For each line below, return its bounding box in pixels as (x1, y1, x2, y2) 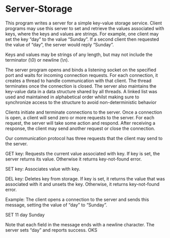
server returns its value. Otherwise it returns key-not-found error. (5, 156, 142, 162)
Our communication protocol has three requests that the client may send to (5, 135, 163, 141)
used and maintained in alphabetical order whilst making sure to (5, 94, 139, 100)
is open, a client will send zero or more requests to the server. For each (5, 114, 154, 120)
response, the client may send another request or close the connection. (5, 125, 155, 131)
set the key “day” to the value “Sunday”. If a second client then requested (5, 36, 159, 42)
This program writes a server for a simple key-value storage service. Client (5, 20, 162, 26)
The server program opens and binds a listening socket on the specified (5, 67, 157, 73)
